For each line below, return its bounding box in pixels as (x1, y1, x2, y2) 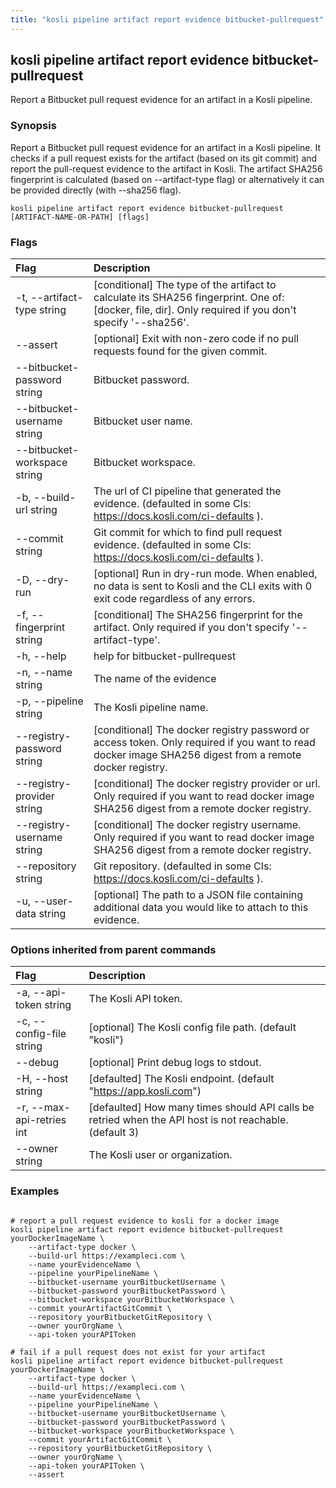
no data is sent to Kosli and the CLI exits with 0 (93, 579, 313, 593)
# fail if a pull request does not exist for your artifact (10, 1347, 267, 1357)
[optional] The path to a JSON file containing (93, 888, 304, 902)
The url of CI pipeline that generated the (93, 484, 282, 498)
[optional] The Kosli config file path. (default (88, 1021, 297, 1035)
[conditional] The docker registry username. (93, 818, 302, 832)
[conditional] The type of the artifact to (93, 278, 277, 292)
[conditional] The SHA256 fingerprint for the (93, 608, 303, 622)
